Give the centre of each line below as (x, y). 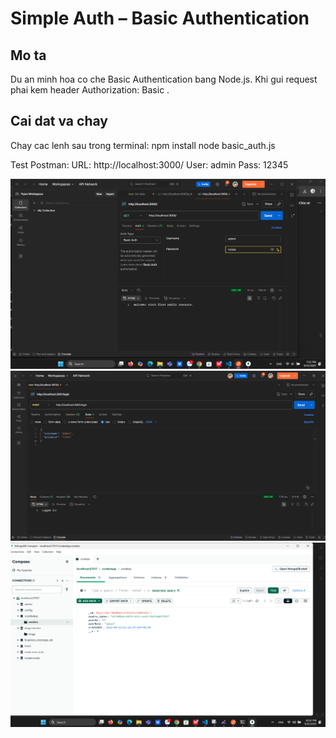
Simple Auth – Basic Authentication (160, 18)
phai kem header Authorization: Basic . (90, 90)
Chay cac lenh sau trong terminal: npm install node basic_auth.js (143, 145)
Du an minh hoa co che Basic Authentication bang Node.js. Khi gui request (164, 79)
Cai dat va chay (59, 121)
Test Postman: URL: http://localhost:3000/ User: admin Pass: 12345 (149, 164)
